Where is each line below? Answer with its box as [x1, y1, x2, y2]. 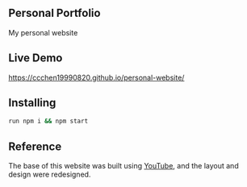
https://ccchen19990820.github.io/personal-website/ [8, 73, 185, 82]
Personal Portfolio [8, 6, 101, 20]
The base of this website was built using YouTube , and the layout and [8, 161, 240, 171]
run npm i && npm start [8, 117, 89, 126]
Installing [8, 96, 57, 110]
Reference [8, 139, 62, 153]
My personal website [8, 27, 78, 37]
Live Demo [8, 52, 63, 65]
